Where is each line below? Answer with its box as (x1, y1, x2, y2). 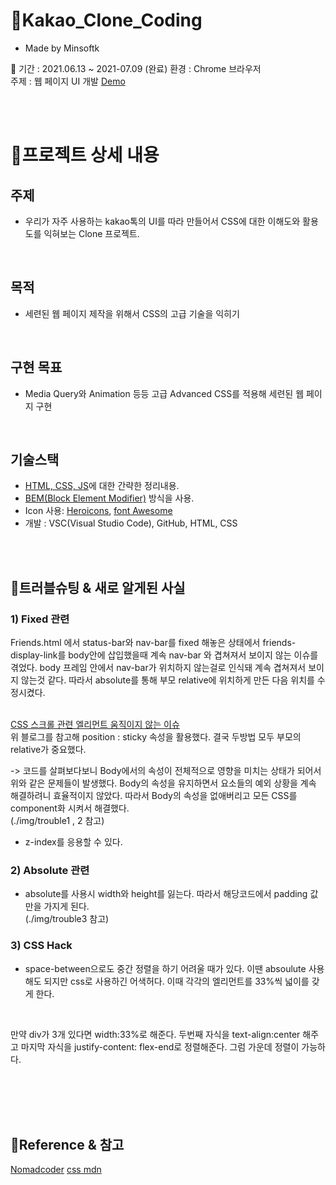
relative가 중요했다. (10, 744, 87, 756)
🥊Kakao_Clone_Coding (10, 9, 203, 32)
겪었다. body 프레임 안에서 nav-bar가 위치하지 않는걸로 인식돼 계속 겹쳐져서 (10, 662, 307, 674)
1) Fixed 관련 (10, 612, 70, 626)
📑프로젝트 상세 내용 (10, 144, 160, 167)
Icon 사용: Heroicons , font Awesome (24, 505, 173, 517)
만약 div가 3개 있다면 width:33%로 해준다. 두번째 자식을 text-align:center (10, 1028, 301, 1040)
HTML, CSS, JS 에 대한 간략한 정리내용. (24, 480, 180, 492)
